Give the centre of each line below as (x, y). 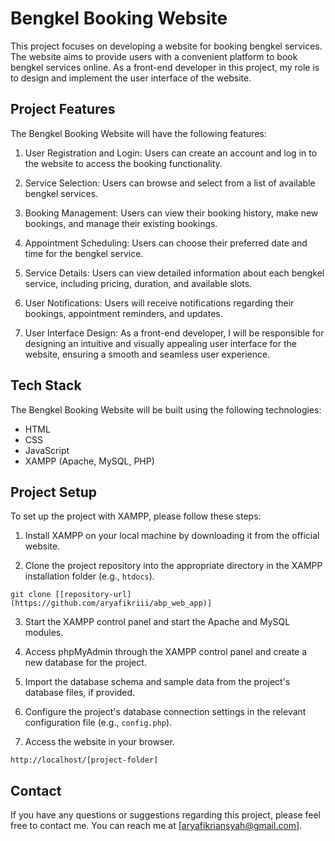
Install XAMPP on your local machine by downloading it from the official (172, 536)
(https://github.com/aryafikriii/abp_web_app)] (111, 603)
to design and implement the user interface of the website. (131, 78)
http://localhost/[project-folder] (84, 760)
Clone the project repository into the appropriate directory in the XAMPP (173, 566)
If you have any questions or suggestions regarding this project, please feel (165, 815)
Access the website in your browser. (99, 742)
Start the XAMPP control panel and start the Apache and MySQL (157, 622)
